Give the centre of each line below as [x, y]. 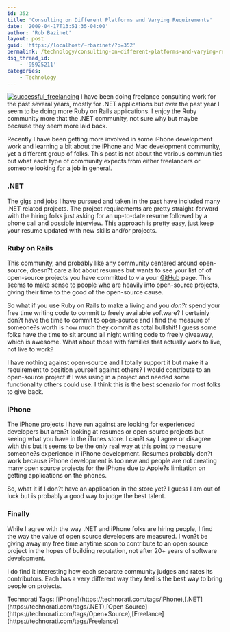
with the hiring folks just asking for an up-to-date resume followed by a [107, 215]
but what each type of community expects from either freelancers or [104, 161]
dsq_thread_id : [29, 58]
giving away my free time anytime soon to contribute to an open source [108, 543]
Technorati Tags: [31, 599]
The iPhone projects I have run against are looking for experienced [101, 424]
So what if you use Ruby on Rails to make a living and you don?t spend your [114, 305]
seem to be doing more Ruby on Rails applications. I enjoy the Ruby [102, 111]
